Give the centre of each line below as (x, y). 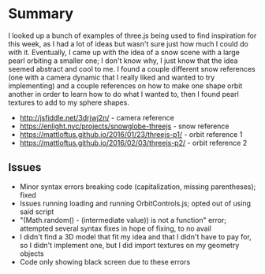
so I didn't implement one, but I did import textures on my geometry (129, 245)
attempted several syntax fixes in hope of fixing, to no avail (115, 228)
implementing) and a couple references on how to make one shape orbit (125, 85)
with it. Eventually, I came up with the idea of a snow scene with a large (124, 52)
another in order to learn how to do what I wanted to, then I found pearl (123, 94)
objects (32, 254)
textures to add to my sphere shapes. (69, 102)
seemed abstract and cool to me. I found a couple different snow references (132, 68)
